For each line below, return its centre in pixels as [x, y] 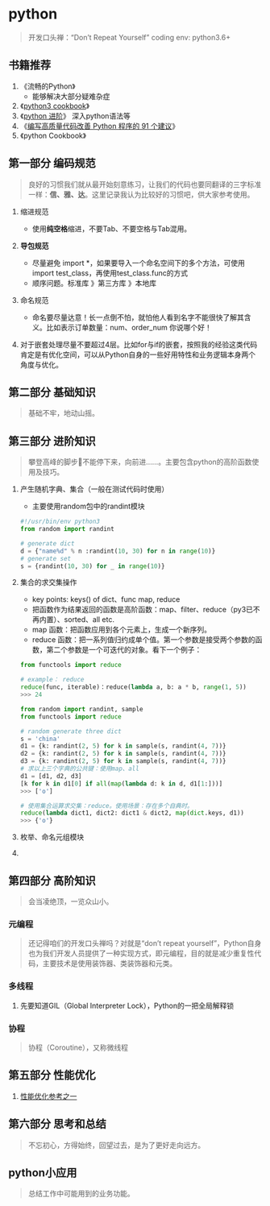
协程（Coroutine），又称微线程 [78, 1047]
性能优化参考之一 [48, 1096]
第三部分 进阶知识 [52, 441]
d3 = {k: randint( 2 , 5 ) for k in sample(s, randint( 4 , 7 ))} [123, 761]
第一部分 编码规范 [52, 163]
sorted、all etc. [89, 620]
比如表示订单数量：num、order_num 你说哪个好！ [129, 327]
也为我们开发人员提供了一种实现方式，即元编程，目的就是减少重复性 [141, 953]
